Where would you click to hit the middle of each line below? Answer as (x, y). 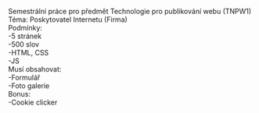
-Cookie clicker (33, 102)
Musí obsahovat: (35, 69)
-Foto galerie (29, 86)
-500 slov (24, 44)
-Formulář (24, 78)
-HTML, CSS (29, 53)
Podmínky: (25, 28)
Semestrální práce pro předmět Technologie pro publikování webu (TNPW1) (130, 11)
